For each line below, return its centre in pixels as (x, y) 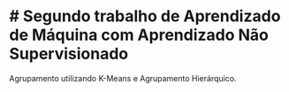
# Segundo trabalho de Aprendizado (145, 16)
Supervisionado (69, 54)
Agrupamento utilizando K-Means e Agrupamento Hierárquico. (123, 78)
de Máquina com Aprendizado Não (139, 35)
